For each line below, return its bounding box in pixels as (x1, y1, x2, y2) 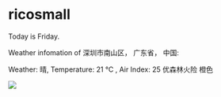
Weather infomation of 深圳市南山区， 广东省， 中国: (8, 47, 180, 57)
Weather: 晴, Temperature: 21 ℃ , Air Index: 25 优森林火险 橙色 (8, 65, 214, 74)
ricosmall (8, 6, 71, 24)
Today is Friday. (8, 32, 60, 41)
